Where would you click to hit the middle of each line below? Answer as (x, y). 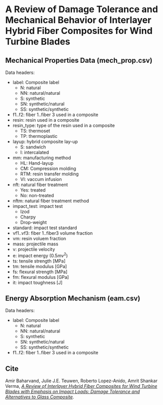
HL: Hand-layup (37, 163)
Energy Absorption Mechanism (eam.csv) (73, 298)
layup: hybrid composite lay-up (45, 141)
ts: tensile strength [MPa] (39, 261)
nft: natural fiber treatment (40, 185)
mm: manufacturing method (42, 158)
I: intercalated (35, 152)
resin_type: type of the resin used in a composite (64, 125)
